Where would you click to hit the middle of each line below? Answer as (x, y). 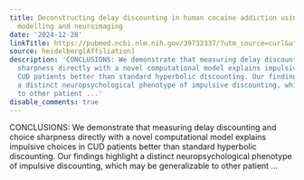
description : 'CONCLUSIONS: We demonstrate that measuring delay (135, 60)
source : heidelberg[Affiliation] (72, 52)
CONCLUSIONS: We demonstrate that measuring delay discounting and (143, 128)
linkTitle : (30, 43)
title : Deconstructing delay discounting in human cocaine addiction (143, 18)
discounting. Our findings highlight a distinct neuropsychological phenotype (151, 156)
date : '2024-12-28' (46, 34)
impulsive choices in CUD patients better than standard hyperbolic (133, 147)
